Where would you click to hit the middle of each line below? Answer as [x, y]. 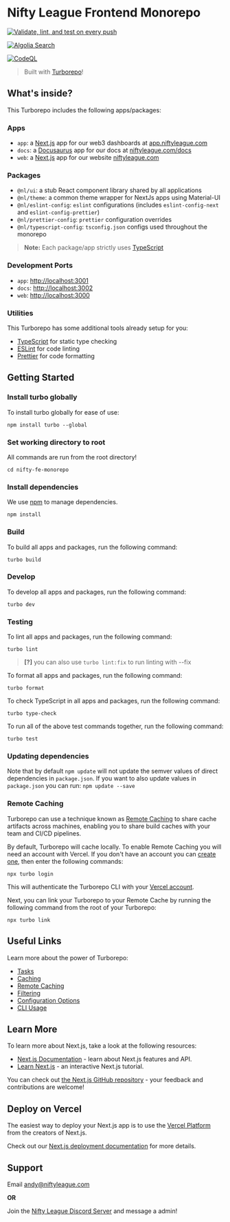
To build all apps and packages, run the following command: [92, 547]
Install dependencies [43, 487]
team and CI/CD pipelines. [44, 833]
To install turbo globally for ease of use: [63, 412]
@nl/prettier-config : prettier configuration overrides [94, 220]
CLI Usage [32, 1008]
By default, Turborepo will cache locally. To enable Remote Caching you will [114, 847]
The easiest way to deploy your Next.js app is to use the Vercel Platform [109, 1126]
